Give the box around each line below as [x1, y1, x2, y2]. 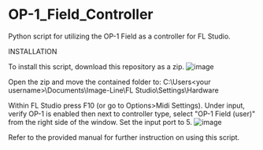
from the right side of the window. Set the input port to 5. [8, 117, 193, 126]
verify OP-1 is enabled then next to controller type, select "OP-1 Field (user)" [8, 108, 256, 119]
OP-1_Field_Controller [8, 5, 154, 24]
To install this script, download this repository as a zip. [8, 61, 185, 71]
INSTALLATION [8, 46, 57, 56]
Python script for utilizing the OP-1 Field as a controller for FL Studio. [8, 31, 231, 41]
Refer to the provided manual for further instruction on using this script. [8, 132, 240, 142]
